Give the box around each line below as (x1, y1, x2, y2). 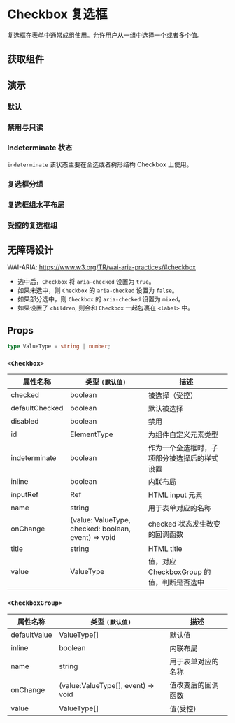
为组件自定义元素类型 (148, 430, 219, 440)
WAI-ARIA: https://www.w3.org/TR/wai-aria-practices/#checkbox (7, 263, 196, 271)
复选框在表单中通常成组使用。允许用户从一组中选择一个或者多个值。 (7, 31, 204, 39)
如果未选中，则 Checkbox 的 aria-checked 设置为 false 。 (17, 286, 178, 294)
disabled (10, 417, 39, 427)
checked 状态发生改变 (148, 519, 221, 529)
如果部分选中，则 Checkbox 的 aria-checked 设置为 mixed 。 (17, 295, 185, 303)
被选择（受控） (148, 391, 198, 401)
